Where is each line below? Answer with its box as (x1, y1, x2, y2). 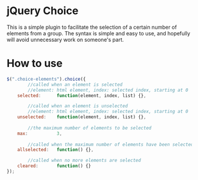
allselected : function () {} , (17, 147, 94, 153)
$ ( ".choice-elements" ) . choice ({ (6, 76, 86, 82)
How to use (6, 57, 63, 70)
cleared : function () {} (17, 163, 92, 169)
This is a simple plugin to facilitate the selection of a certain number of (6, 24, 177, 31)
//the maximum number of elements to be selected (28, 125, 152, 131)
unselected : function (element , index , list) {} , (17, 114, 146, 120)
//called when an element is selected (28, 81, 123, 88)
